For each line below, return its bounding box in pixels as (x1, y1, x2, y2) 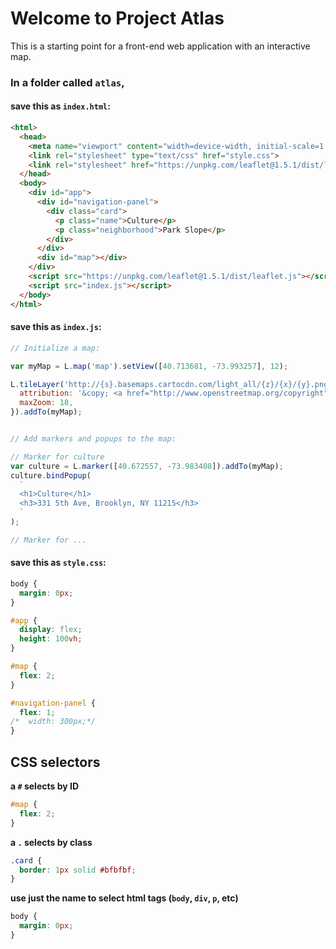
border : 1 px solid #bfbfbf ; (19, 865, 137, 875)
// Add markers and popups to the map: (10, 434, 177, 444)
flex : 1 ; (19, 707, 56, 717)
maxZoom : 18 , (19, 398, 74, 408)
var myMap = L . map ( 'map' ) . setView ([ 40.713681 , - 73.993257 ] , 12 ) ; (10, 361, 289, 371)
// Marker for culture (10, 452, 105, 462)
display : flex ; (19, 625, 83, 635)
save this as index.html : (10, 100, 111, 112)
